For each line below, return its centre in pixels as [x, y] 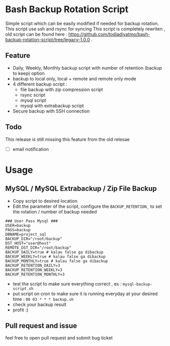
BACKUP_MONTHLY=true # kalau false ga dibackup [57, 261]
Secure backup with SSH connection [51, 111]
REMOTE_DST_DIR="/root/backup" [38, 247]
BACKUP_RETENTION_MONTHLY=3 [35, 274]
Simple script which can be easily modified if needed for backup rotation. [82, 23]
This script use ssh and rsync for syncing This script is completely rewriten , [85, 28]
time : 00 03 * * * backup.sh [43, 299]
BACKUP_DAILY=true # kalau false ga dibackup [54, 252]
